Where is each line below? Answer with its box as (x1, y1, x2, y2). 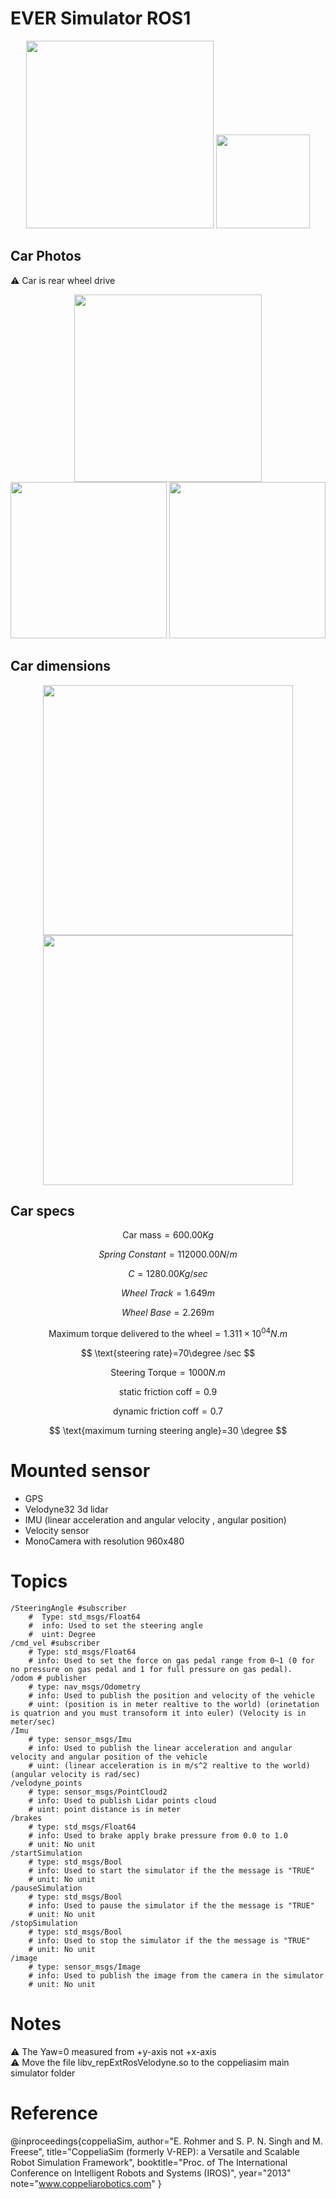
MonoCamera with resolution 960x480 (24, 1535, 185, 1547)
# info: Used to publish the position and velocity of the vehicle (28, 1690, 315, 1701)
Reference (10, 2102, 98, 2125)
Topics (10, 1570, 68, 1593)
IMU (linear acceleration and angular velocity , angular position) (24, 1513, 287, 1526)
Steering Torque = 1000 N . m (110, 1367, 226, 1379)
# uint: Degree (28, 1629, 97, 1639)
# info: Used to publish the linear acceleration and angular (28, 1743, 293, 1753)
